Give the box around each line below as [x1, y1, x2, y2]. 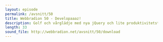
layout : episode [5, 7, 38, 12]
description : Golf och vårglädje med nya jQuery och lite [5, 20, 125, 26]
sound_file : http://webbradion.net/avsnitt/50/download [5, 29, 120, 34]
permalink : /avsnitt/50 [5, 12, 53, 16]
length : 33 [5, 25, 27, 30]
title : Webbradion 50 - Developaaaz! [5, 16, 81, 21]
